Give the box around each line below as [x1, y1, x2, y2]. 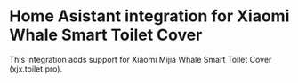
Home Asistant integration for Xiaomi [9, 6, 290, 26]
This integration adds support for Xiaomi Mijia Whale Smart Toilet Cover [9, 54, 272, 64]
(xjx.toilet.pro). [9, 64, 63, 74]
